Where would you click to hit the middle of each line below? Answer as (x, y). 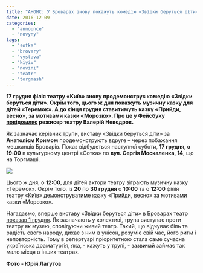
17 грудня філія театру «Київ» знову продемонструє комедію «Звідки (99, 97)
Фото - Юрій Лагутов (34, 264)
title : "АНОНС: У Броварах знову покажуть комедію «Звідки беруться (94, 12)
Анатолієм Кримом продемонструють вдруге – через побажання (92, 140)
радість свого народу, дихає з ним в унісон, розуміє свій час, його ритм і (101, 233)
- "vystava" (27, 57)
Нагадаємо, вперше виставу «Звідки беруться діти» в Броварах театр (97, 214)
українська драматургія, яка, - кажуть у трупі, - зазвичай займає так (96, 246)
